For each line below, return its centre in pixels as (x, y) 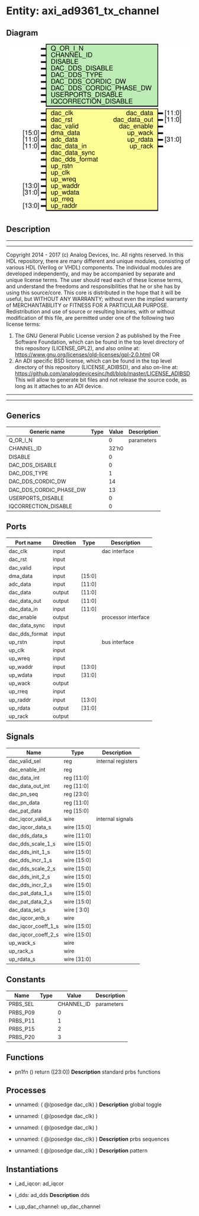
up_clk (17, 650)
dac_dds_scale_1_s (32, 843)
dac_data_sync (27, 626)
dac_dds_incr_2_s (30, 885)
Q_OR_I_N (20, 440)
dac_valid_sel (25, 761)
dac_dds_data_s (28, 836)
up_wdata (20, 675)
